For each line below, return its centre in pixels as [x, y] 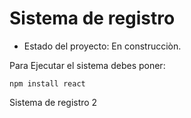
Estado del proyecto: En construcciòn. [102, 46]
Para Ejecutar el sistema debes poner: [87, 65]
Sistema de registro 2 [53, 102]
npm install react [47, 83]
